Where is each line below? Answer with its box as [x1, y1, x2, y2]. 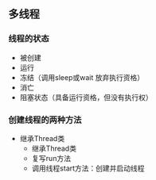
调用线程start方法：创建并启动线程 [31, 163, 145, 173]
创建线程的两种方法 [8, 114, 82, 125]
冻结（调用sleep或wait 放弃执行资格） [19, 72, 145, 82]
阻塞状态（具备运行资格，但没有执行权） [19, 92, 153, 101]
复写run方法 [31, 153, 72, 163]
